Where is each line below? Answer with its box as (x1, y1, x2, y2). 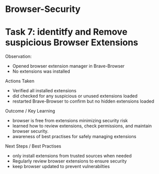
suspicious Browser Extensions (5, 37, 139, 48)
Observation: (5, 53, 32, 59)
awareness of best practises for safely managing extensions (12, 134, 137, 140)
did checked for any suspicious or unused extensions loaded (12, 93, 138, 99)
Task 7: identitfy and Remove (5, 26, 128, 38)
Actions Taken (5, 78, 35, 84)
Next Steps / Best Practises (5, 143, 61, 149)
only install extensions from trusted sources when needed (12, 153, 132, 159)
